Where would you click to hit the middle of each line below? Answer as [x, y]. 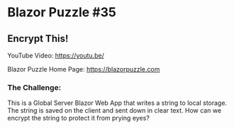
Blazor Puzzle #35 [62, 12]
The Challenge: [34, 87]
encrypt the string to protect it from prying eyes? [79, 118]
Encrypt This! [38, 39]
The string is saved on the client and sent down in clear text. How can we [115, 111]
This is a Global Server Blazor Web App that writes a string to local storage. [117, 103]
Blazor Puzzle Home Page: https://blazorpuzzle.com [84, 69]
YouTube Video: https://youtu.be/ [56, 55]
